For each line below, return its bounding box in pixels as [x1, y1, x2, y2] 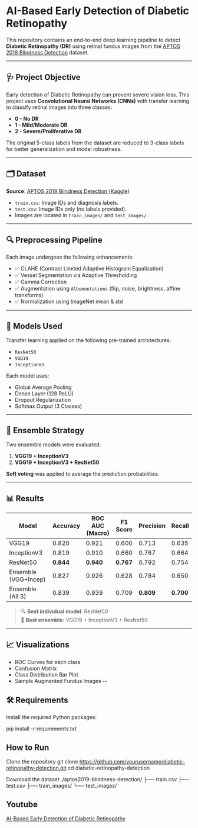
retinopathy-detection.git [6, 765, 67, 772]
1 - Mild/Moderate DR [14, 121, 68, 128]
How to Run [6, 742, 49, 752]
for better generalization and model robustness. [6, 145, 122, 152]
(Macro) [86, 529, 110, 537]
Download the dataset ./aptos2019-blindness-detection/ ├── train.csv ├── [6, 776, 190, 783]
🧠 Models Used [6, 321, 63, 331]
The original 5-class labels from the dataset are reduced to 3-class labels [6, 139, 184, 146]
